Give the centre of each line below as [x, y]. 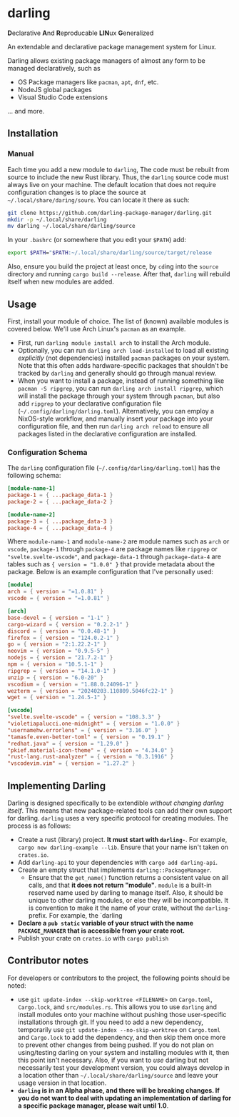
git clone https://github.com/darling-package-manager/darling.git [110, 213]
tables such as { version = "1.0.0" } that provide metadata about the [111, 564]
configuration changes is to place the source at [77, 192]
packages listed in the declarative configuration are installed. [107, 434]
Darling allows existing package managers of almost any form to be [106, 60]
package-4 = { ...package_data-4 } [60, 528]
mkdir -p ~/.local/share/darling [57, 219]
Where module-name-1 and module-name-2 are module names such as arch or [118, 541]
